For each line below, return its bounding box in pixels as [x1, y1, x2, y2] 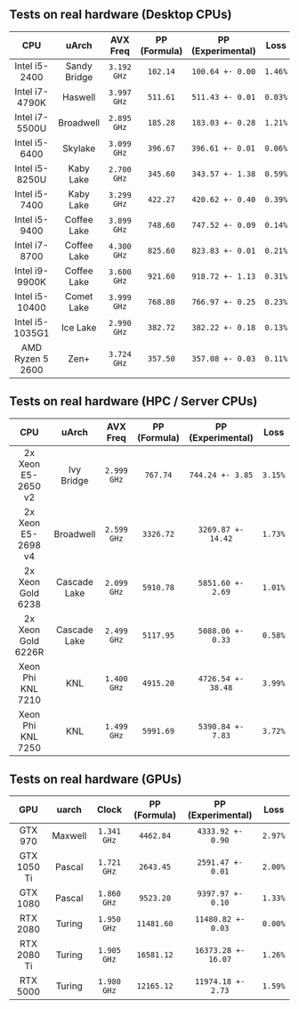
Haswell [61, 91, 96, 103]
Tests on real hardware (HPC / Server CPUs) [9, 394, 258, 409]
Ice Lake [61, 321, 97, 333]
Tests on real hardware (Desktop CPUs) [9, 7, 232, 22]
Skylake [61, 142, 96, 154]
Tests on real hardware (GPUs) [9, 772, 182, 787]
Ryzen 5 [14, 352, 49, 364]
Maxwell [52, 830, 87, 842]
